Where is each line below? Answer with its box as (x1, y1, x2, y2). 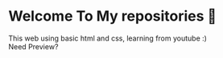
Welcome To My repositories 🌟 (8, 7, 217, 25)
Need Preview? (8, 41, 59, 51)
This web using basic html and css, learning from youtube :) (8, 33, 208, 43)
